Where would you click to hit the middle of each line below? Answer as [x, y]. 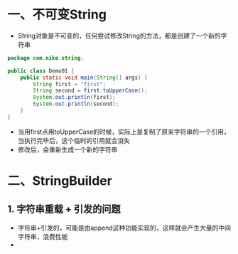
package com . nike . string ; [45, 58]
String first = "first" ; [70, 84]
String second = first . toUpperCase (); [90, 91]
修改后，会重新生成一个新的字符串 [67, 149]
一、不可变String [57, 15]
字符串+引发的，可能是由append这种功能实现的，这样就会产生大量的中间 [124, 228]
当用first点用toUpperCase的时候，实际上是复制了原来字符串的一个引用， [124, 132]
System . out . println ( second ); [76, 104]
